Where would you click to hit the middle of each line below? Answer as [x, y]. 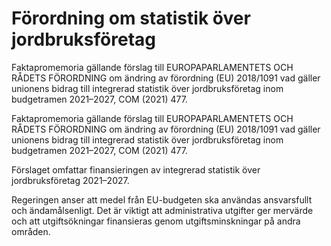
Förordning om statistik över [131, 18]
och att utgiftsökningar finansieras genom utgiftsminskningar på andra [156, 221]
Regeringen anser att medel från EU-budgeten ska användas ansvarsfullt [162, 199]
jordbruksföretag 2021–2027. [70, 180]
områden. [31, 231]
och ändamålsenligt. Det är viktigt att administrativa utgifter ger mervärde [162, 210]
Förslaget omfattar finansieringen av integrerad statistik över [136, 169]
